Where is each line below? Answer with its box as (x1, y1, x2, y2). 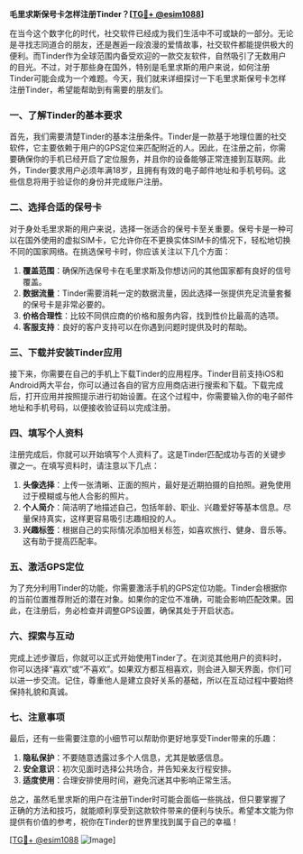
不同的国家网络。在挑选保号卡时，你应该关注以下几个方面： (9, 245, 231, 256)
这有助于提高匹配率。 (22, 536, 102, 546)
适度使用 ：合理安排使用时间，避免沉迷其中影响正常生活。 (22, 775, 236, 785)
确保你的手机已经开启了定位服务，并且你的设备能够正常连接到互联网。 (16, 153, 278, 165)
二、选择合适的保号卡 (9, 201, 102, 214)
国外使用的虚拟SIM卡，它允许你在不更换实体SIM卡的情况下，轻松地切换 (24, 234, 291, 245)
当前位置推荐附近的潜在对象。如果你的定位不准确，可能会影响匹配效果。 (16, 594, 286, 605)
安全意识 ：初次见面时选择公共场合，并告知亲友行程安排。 (22, 764, 236, 775)
